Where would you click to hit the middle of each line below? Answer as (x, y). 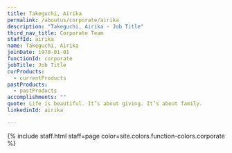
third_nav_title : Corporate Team (55, 33)
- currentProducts (40, 78)
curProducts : (26, 71)
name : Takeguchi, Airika (43, 46)
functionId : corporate (40, 59)
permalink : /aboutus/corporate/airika (63, 20)
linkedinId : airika (35, 110)
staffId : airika (30, 39)
